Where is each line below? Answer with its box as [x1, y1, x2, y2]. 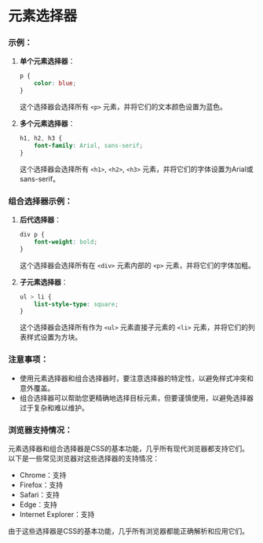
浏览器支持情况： [8, 424, 73, 435]
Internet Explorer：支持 [19, 509, 95, 519]
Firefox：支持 [19, 480, 64, 490]
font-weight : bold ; [34, 237, 98, 246]
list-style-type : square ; [34, 300, 119, 308]
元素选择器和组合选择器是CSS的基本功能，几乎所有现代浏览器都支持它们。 [8, 443, 250, 453]
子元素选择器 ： [19, 277, 68, 287]
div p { [19, 231, 45, 239]
